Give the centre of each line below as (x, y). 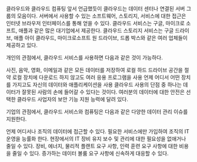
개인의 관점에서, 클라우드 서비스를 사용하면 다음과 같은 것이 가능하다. (84, 58)
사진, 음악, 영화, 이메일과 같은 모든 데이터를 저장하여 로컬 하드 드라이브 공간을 (95, 70)
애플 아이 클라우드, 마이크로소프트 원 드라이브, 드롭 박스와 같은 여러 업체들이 (101, 38)
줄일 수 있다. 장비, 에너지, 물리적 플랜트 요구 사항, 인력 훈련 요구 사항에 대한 (92, 146)
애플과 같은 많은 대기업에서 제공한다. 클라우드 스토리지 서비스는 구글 (96, 30)
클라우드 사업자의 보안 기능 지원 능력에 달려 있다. (72, 99)
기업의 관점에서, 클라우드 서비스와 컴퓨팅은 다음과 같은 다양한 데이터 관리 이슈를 (97, 112)
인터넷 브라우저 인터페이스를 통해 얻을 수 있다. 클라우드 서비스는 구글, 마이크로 (96, 23)
